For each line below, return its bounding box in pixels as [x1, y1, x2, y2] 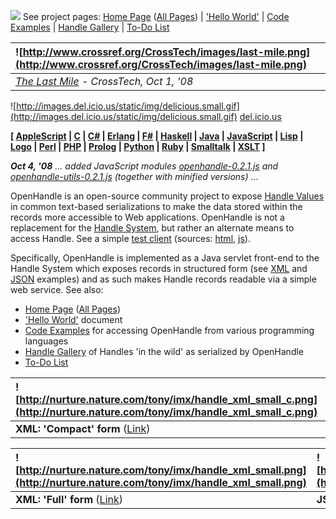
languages [24, 335, 69, 347]
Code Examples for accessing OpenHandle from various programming [24, 325, 315, 336]
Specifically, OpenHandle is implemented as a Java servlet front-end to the [10, 252, 320, 264]
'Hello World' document [24, 314, 123, 325]
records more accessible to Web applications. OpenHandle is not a [10, 211, 285, 223]
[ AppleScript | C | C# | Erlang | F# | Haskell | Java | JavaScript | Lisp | [10, 130, 304, 142]
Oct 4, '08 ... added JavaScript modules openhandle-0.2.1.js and [10, 160, 279, 172]
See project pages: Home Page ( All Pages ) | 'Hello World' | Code [22, 11, 290, 22]
